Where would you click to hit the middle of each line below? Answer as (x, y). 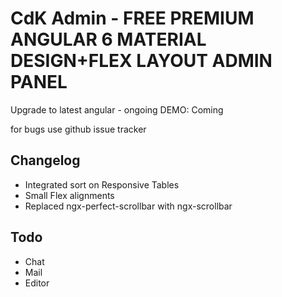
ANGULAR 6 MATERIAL (108, 39)
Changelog (45, 160)
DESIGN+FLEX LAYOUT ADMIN (141, 61)
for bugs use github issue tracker (78, 129)
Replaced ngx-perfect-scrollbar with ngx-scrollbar (128, 206)
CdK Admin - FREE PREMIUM (132, 18)
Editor (37, 283)
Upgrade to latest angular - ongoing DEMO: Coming (117, 109)
